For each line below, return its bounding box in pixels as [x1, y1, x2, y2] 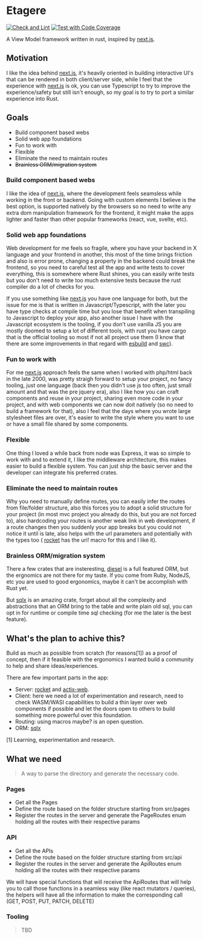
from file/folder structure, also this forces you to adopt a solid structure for [6, 504, 192, 511]
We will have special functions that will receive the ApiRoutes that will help [6, 878, 192, 886]
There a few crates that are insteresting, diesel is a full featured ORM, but [6, 565, 188, 573]
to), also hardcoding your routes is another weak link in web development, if [6, 517, 195, 525]
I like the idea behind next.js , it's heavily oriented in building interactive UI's [6, 69, 194, 76]
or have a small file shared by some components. [6, 420, 129, 428]
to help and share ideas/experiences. [6, 662, 99, 670]
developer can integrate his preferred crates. [6, 468, 118, 476]
